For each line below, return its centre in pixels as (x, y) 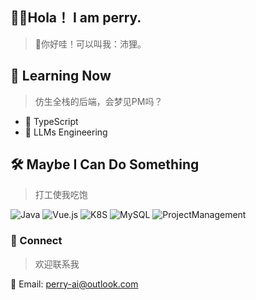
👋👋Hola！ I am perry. (76, 18)
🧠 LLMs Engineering (66, 132)
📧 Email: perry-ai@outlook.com (74, 284)
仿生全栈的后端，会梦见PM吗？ (98, 101)
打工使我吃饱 (61, 195)
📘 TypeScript (51, 121)
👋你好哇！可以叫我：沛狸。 (90, 44)
